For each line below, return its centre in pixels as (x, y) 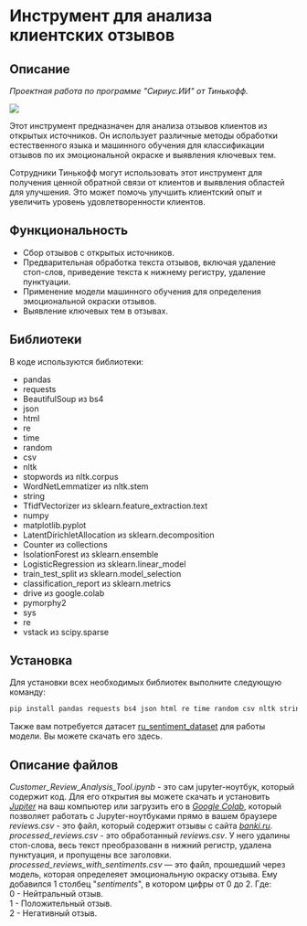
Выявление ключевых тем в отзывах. (95, 311)
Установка (41, 660)
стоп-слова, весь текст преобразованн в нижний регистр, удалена (141, 846)
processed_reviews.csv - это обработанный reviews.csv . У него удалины (150, 836)
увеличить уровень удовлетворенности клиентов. (107, 202)
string (34, 495)
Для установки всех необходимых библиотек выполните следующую (145, 683)
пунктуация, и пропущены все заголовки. (90, 855)
